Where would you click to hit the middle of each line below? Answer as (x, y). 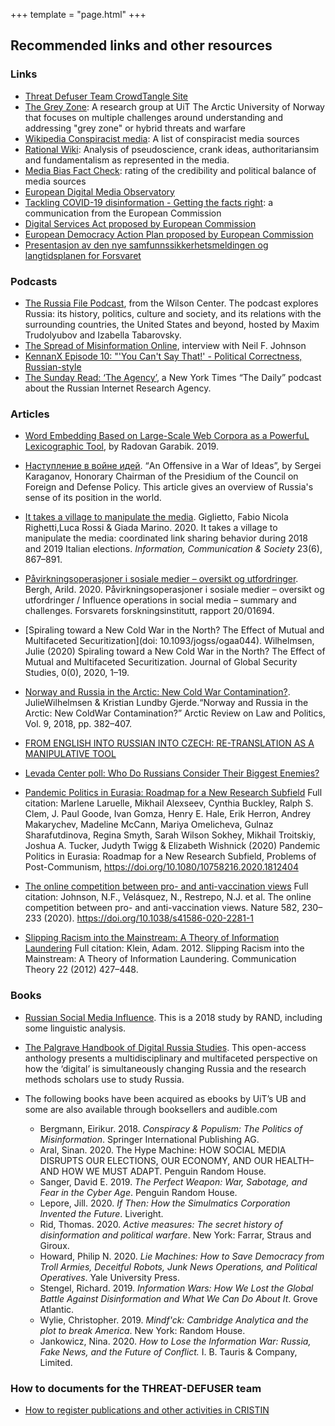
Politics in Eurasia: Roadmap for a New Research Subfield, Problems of (170, 856)
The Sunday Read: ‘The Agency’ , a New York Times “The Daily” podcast (173, 377)
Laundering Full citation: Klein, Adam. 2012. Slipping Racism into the (164, 948)
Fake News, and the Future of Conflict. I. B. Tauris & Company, (168, 1351)
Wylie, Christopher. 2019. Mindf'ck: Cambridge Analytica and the (174, 1320)
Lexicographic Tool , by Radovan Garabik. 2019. (121, 446)
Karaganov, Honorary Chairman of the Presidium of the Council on (161, 476)
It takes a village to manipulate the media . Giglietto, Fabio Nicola (156, 517)
